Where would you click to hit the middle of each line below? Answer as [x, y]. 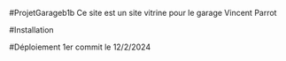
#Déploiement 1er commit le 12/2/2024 [80, 47]
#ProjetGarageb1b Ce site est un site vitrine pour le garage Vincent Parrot [143, 13]
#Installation [32, 30]
